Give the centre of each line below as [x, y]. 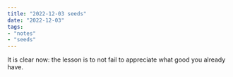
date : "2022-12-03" [36, 20]
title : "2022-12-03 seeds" [47, 14]
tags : [15, 27]
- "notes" [22, 33]
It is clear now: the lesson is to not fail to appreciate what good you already [116, 59]
